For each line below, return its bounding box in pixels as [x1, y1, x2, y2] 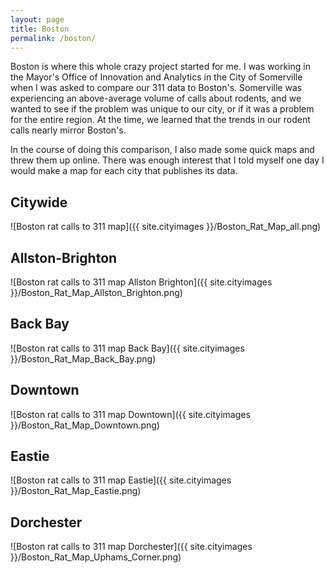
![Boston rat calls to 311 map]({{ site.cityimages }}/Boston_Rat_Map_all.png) [10, 221, 322, 233]
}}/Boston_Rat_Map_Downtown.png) [10, 419, 160, 431]
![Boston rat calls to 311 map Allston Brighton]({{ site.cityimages [10, 276, 273, 288]
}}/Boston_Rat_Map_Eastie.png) [10, 485, 142, 497]
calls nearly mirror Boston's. [10, 124, 127, 136]
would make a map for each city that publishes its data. [10, 165, 238, 177]
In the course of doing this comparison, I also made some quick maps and [10, 144, 315, 156]
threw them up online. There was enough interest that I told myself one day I [10, 154, 325, 166]
